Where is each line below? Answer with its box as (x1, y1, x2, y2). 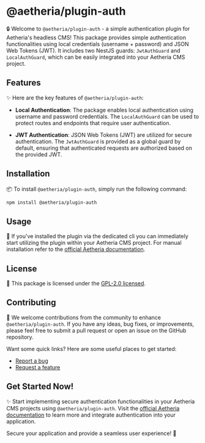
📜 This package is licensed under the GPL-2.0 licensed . (6, 280, 146, 287)
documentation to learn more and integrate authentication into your (6, 411, 176, 418)
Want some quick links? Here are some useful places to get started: (6, 345, 177, 352)
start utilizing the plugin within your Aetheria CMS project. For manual (6, 239, 182, 247)
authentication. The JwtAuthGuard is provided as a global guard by (15, 137, 181, 145)
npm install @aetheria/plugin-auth (6, 199, 97, 206)
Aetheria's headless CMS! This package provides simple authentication (6, 34, 187, 41)
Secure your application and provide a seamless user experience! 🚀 (6, 430, 177, 437)
